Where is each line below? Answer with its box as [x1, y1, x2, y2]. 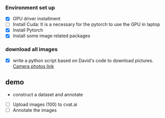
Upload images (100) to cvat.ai [12, 101, 78, 107]
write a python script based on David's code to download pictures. [12, 57, 154, 64]
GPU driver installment [12, 16, 60, 22]
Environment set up [5, 4, 55, 11]
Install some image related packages [12, 33, 91, 39]
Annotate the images [12, 107, 57, 113]
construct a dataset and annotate [12, 91, 83, 98]
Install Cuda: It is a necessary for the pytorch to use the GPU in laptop [12, 21, 160, 27]
